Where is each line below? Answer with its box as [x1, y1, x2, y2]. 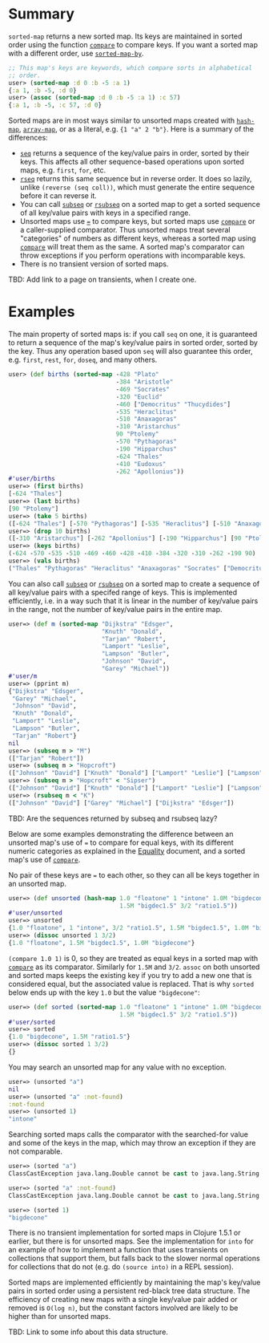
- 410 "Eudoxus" [115, 460, 167, 468]
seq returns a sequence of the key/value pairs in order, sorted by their [19, 148, 250, 158]
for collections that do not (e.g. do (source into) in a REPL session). [8, 1262, 234, 1272]
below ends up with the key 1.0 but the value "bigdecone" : [8, 988, 200, 997]
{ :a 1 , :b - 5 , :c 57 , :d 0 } [8, 101, 102, 109]
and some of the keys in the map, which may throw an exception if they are [8, 1138, 256, 1148]
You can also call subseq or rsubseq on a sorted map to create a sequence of [8, 578, 260, 588]
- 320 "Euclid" [115, 392, 163, 401]
